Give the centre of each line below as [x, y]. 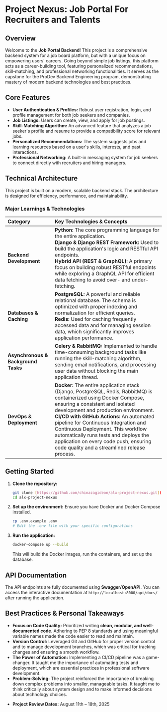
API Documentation [36, 575]
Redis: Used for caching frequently [95, 319]
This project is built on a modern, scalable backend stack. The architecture [82, 190]
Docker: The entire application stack [97, 385]
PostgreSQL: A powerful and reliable [97, 294]
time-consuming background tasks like [100, 352]
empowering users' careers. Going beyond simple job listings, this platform [82, 61]
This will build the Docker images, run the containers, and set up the [82, 554]
